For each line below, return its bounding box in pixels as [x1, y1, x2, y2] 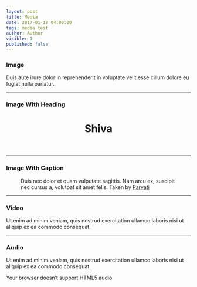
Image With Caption [6, 164, 64, 172]
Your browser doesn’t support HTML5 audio [6, 274, 113, 282]
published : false [6, 42, 49, 48]
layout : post [6, 8, 38, 15]
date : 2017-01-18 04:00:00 [6, 19, 72, 25]
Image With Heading [6, 100, 66, 109]
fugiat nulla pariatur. [6, 80, 55, 87]
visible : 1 [6, 36, 33, 42]
